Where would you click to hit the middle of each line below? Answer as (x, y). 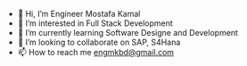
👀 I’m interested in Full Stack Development (95, 23)
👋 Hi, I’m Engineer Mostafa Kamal (79, 14)
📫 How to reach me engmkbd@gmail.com (96, 52)
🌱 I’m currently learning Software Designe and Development (128, 33)
